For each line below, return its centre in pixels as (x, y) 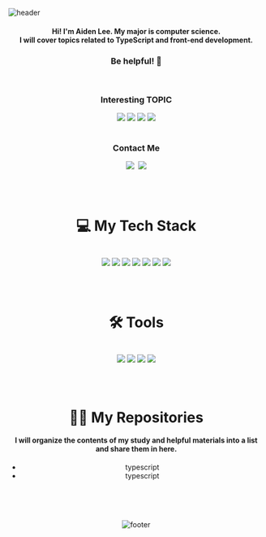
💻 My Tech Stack (136, 226)
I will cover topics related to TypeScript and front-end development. (136, 40)
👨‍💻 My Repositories (136, 417)
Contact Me (136, 148)
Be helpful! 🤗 (136, 61)
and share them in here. (136, 449)
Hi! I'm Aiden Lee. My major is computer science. (136, 31)
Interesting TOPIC (136, 99)
